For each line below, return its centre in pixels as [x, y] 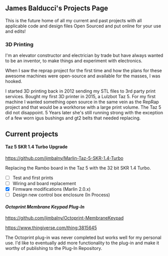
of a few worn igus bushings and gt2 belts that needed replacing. [73, 118]
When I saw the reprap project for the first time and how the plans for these [84, 71]
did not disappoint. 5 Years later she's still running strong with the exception [84, 113]
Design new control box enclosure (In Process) [61, 195]
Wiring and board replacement [44, 183]
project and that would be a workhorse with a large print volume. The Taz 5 [83, 107]
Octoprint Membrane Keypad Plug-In [45, 206]
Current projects [32, 134]
